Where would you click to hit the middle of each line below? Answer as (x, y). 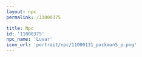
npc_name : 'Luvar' (29, 40)
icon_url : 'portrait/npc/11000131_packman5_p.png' (72, 45)
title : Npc (20, 28)
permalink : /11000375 (34, 17)
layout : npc (21, 12)
